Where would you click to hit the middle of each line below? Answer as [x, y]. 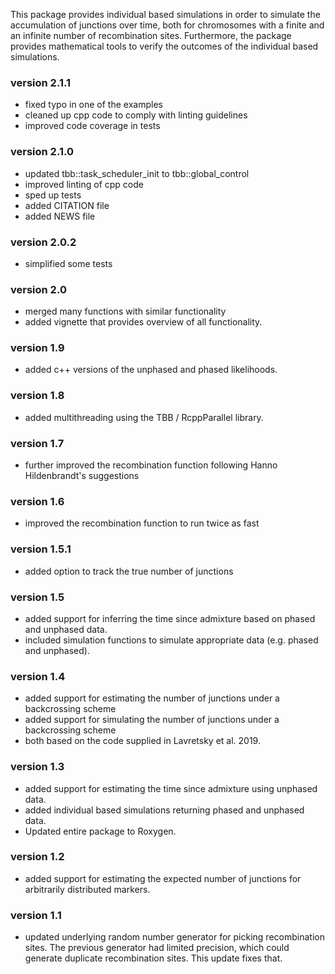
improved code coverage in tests [92, 126]
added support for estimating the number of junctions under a [152, 698]
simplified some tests [68, 263]
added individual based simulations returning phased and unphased [164, 810]
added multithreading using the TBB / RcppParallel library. [144, 417]
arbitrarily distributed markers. [87, 889]
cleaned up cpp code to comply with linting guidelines [136, 115]
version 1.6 [37, 501]
